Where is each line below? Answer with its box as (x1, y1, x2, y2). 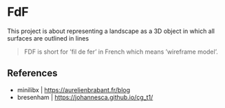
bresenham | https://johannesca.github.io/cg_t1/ (17, 93, 153, 101)
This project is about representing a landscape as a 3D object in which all (7, 27, 215, 35)
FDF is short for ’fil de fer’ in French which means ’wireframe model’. (23, 47, 218, 56)
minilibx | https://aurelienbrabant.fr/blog (17, 85, 131, 94)
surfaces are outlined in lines (7, 34, 89, 42)
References (7, 67, 58, 79)
